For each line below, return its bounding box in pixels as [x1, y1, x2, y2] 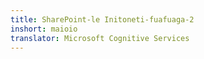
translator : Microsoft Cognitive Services [10, 33, 190, 43]
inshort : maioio [10, 24, 78, 34]
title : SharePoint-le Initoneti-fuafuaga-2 [10, 14, 195, 25]
